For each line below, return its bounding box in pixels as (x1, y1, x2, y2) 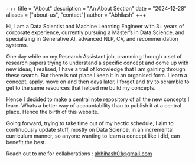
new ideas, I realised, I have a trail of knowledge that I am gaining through (6, 66, 186, 73)
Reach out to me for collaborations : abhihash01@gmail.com (6, 150, 152, 157)
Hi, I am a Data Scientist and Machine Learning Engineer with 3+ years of (6, 23, 184, 30)
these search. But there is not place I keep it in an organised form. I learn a (6, 72, 188, 79)
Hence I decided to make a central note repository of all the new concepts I (6, 96, 190, 103)
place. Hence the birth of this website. (6, 109, 99, 115)
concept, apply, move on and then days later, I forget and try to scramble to (6, 78, 190, 85)
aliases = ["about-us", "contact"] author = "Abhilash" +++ (6, 11, 147, 18)
